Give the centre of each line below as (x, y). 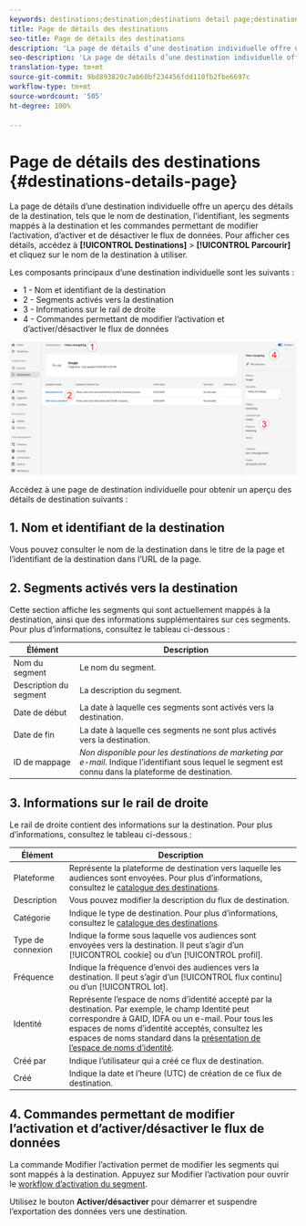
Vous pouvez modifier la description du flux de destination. (179, 900)
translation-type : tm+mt (56, 68)
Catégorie (32, 918)
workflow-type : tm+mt (51, 87)
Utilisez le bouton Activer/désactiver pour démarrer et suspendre (133, 1202)
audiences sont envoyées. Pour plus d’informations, (166, 878)
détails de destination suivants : (69, 499)
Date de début (40, 712)
